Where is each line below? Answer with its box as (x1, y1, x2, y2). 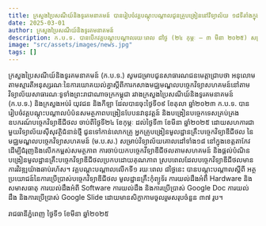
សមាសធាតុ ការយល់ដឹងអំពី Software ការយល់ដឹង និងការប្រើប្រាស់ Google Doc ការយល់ (8, 183, 249, 192)
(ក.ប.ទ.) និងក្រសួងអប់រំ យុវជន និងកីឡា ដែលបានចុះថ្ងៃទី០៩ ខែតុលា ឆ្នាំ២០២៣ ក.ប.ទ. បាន (8, 99, 250, 107)
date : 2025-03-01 (8, 19, 66, 27)
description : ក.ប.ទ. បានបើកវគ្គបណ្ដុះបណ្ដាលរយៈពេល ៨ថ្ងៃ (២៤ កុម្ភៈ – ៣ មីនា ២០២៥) (8, 33, 248, 42)
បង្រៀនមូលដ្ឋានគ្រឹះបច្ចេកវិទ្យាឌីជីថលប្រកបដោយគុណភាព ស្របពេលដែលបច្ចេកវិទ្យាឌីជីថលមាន (8, 155, 254, 164)
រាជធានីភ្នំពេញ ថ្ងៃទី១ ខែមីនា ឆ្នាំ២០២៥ (8, 209, 109, 218)
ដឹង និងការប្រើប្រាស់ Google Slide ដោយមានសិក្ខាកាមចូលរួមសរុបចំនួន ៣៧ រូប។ (8, 193, 223, 202)
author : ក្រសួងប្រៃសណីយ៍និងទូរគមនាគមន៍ (8, 26, 114, 34)
